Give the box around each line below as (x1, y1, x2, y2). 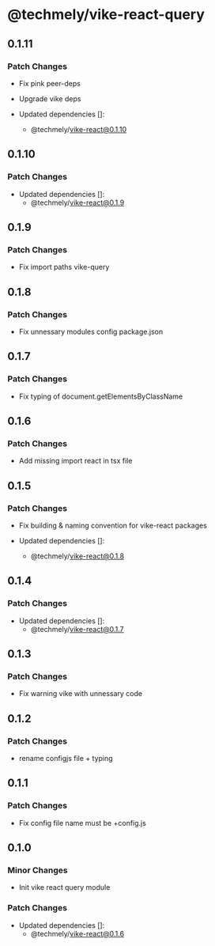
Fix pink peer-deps (18, 78, 81, 88)
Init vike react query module (18, 883, 111, 892)
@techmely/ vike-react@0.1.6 (30, 929, 124, 938)
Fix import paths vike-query (18, 263, 110, 272)
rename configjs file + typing (18, 754, 113, 763)
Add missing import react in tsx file (18, 456, 133, 466)
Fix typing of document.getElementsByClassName (18, 392, 183, 401)
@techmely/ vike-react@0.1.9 (30, 198, 125, 207)
